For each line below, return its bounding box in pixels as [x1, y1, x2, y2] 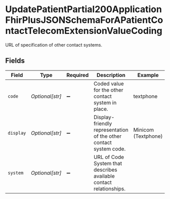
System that [93, 160, 122, 167]
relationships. [93, 185, 125, 192]
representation [93, 126, 129, 133]
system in [93, 99, 117, 106]
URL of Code [93, 153, 124, 161]
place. [93, 105, 108, 112]
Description [97, 71, 125, 78]
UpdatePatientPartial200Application [5, 4, 162, 15]
